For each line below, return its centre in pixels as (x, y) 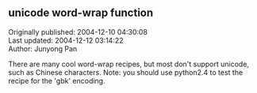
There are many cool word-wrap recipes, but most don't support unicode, (129, 64)
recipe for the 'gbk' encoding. (57, 80)
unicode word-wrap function (81, 13)
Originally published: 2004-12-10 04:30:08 (78, 32)
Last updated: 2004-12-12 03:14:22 (66, 40)
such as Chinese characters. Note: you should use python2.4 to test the (126, 72)
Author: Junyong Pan (43, 48)
